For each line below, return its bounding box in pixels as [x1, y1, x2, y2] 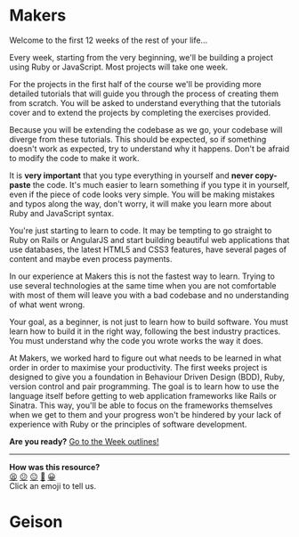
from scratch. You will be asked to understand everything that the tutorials [9, 97, 282, 108]
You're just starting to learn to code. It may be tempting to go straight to [9, 224, 272, 236]
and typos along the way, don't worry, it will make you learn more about [9, 198, 272, 209]
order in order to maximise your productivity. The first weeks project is [9, 362, 268, 372]
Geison [9, 512, 63, 533]
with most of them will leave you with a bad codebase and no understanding [9, 289, 289, 300]
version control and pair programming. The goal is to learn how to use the [9, 380, 279, 392]
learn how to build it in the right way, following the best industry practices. [9, 326, 281, 337]
